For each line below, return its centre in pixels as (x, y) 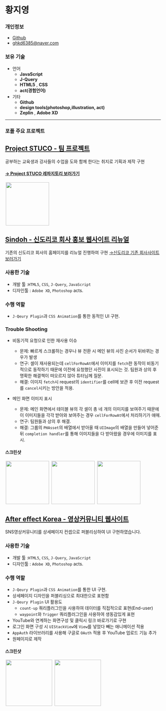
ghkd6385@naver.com (36, 43)
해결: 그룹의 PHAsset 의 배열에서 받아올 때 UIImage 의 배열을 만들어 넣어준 (89, 428)
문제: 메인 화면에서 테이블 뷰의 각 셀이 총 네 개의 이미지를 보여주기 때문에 (89, 409)
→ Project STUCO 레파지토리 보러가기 (42, 174)
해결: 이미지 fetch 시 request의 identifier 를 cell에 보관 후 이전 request (89, 382)
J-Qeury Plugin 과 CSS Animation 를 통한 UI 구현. (60, 590)
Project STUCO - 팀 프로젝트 (47, 149)
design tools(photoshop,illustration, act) (62, 107)
